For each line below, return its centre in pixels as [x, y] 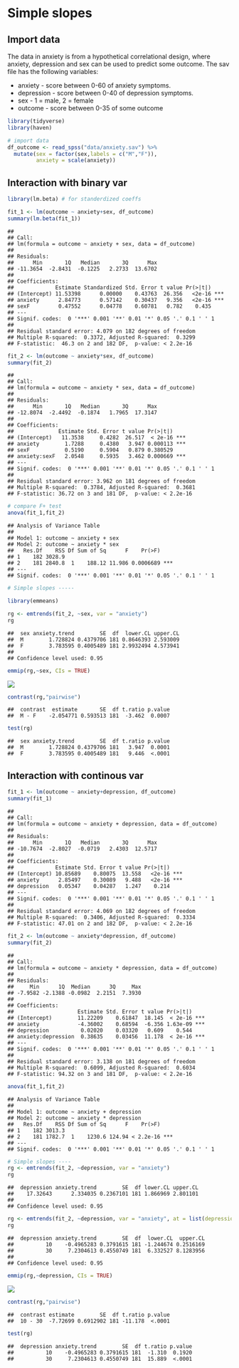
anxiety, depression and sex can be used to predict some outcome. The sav [118, 64]
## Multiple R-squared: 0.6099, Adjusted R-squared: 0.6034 [101, 1067]
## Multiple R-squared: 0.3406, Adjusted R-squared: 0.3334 [101, 917]
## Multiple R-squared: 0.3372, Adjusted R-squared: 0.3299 [101, 337]
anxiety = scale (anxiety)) [76, 161]
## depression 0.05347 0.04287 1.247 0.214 [89, 886]
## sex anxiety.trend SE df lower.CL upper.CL [94, 633]
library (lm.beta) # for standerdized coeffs [74, 199]
